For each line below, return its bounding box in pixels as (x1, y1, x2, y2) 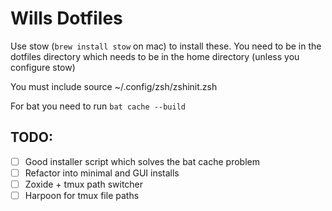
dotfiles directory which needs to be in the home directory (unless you (10, 50, 300, 62)
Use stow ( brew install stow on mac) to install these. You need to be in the (10, 40, 322, 52)
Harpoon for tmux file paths (24, 189, 140, 201)
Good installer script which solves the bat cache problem (24, 155, 260, 167)
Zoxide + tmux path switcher (24, 178, 144, 190)
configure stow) (10, 61, 76, 73)
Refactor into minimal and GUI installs (24, 167, 180, 179)
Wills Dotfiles (10, 7, 123, 30)
